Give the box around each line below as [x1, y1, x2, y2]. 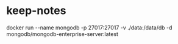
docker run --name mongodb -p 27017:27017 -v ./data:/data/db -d [6, 24, 173, 31]
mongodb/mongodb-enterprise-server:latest [6, 30, 119, 37]
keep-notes [6, 4, 66, 18]
